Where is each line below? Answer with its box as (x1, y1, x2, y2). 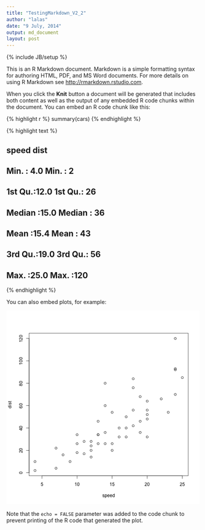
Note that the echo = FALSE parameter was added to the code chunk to (6, 510, 185, 518)
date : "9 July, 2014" (6, 23, 62, 29)
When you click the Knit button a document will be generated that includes (6, 90, 196, 98)
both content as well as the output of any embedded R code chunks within (6, 97, 195, 104)
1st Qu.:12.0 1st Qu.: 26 (6, 187, 96, 197)
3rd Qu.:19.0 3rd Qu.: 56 (6, 249, 101, 260)
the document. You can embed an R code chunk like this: (6, 103, 150, 111)
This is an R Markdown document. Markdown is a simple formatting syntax (6, 65, 195, 73)
